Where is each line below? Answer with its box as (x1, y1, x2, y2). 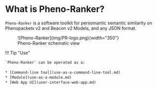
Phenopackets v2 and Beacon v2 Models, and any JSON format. (5, 25, 137, 31)
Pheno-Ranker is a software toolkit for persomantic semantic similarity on (5, 20, 153, 26)
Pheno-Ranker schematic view (17, 40, 80, 46)
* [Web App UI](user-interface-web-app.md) (5, 80, 97, 85)
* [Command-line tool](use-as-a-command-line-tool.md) (5, 70, 121, 75)
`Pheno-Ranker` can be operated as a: (5, 60, 85, 65)
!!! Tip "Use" (5, 50, 30, 56)
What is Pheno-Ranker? (5, 3, 105, 15)
